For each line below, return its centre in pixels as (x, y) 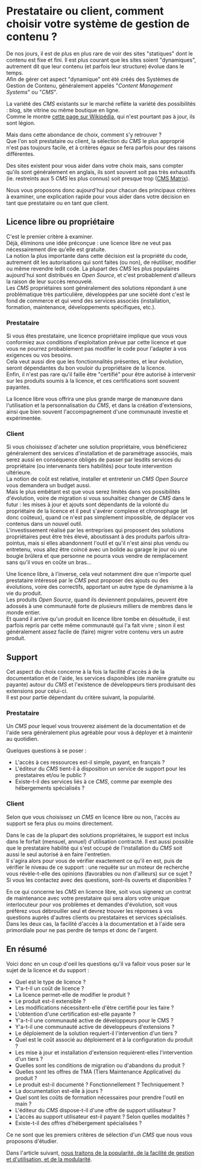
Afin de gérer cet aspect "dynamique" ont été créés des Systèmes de (93, 79)
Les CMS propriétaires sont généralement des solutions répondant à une (96, 287)
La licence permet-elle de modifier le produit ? (72, 994)
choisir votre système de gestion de (98, 24)
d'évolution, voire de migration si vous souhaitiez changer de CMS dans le (98, 498)
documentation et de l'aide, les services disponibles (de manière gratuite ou (100, 678)
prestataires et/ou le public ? (50, 775)
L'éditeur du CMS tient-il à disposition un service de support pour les (100, 769)
